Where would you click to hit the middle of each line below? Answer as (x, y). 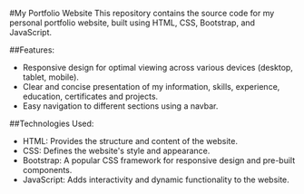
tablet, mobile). (51, 77)
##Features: (32, 50)
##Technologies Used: (52, 123)
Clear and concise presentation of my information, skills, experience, (151, 87)
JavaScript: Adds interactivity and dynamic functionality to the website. (156, 179)
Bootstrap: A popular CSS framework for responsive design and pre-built (159, 160)
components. (47, 170)
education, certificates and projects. (90, 96)
